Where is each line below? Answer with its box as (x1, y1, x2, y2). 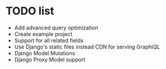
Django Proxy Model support (14, 56, 86, 63)
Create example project (14, 30, 73, 37)
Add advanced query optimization (14, 24, 98, 31)
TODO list (5, 4, 55, 18)
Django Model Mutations (14, 49, 76, 56)
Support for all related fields (14, 37, 84, 44)
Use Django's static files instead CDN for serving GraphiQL (14, 43, 160, 50)
